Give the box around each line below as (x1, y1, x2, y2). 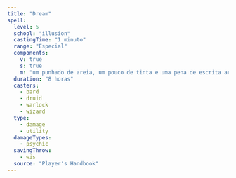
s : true (20, 62, 42, 69)
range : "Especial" (13, 43, 68, 50)
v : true (20, 56, 42, 63)
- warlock (20, 102, 49, 109)
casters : (13, 82, 39, 89)
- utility (20, 128, 49, 135)
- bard (20, 88, 39, 95)
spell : (7, 17, 27, 24)
